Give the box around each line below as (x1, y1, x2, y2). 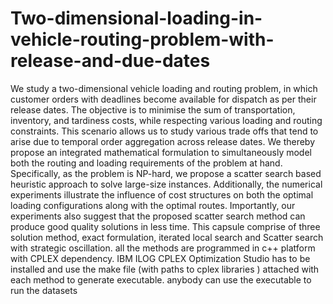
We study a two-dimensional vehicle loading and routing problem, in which (10, 82, 318, 94)
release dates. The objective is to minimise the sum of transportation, (10, 103, 296, 116)
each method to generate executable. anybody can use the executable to (10, 273, 312, 286)
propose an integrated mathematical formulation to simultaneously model (10, 146, 312, 158)
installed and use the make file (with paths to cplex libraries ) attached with (10, 263, 320, 275)
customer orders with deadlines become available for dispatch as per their (10, 93, 317, 105)
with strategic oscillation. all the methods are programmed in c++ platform (10, 242, 316, 254)
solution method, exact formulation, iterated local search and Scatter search (10, 231, 324, 243)
